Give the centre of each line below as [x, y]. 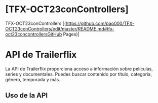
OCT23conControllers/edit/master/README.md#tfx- [60, 28]
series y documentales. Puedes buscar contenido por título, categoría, [78, 74]
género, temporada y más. [33, 79]
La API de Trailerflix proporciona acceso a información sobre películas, [79, 68]
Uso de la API [27, 96]
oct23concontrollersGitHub [34, 34]
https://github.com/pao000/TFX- [100, 23]
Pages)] [71, 34]
